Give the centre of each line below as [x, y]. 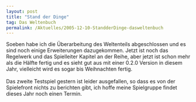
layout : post [22, 11]
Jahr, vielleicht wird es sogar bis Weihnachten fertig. [69, 69]
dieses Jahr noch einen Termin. [44, 94]
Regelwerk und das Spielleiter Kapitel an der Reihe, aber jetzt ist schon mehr [98, 57]
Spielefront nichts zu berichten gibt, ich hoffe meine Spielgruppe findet [92, 87]
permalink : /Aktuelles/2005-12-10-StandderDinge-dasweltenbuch [85, 28]
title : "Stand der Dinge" [37, 17]
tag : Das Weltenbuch [31, 22]
